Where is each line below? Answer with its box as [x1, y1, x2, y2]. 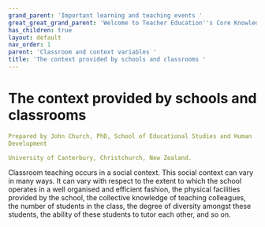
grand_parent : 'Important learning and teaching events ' [8, 11, 203, 20]
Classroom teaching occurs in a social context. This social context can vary [8, 168, 254, 177]
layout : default [8, 33, 62, 42]
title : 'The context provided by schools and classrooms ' [8, 56, 207, 64]
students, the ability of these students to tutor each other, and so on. [8, 210, 231, 219]
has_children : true [8, 26, 73, 34]
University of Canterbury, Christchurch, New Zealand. [8, 154, 192, 162]
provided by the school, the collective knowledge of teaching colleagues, [8, 193, 246, 203]
